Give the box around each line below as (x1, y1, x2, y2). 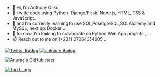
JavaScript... (12, 15, 38, 21)
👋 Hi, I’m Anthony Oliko (12, 5, 59, 10)
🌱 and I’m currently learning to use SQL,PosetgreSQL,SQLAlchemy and (12, 20, 155, 26)
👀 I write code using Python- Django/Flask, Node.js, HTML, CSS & (12, 10, 145, 16)
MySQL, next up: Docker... (12, 26, 65, 31)
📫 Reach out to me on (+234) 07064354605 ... (12, 36, 108, 42)
